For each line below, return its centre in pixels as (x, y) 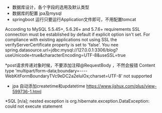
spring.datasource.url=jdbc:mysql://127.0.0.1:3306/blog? (61, 50)
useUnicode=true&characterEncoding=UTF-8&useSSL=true (65, 55)
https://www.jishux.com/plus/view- (121, 86)
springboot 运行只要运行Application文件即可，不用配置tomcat (74, 19)
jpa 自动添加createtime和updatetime (49, 86)
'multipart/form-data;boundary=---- (51, 71)
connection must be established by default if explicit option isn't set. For (78, 34)
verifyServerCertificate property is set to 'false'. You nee (62, 45)
